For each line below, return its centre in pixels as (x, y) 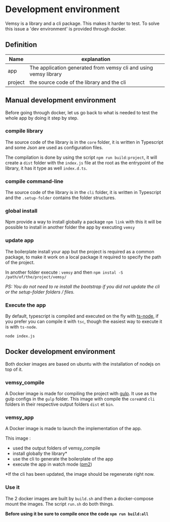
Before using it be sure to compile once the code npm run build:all (77, 513)
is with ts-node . (21, 327)
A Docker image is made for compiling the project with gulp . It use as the (81, 394)
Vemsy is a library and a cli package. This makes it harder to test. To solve (82, 23)
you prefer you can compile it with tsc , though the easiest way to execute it (84, 321)
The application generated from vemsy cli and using (91, 68)
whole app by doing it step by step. (42, 118)
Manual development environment (61, 100)
